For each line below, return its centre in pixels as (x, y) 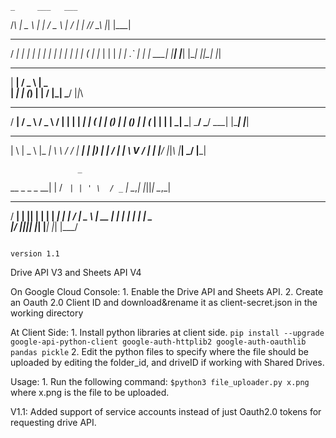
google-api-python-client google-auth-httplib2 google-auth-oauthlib (158, 342)
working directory (47, 313)
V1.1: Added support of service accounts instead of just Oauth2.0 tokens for (166, 411)
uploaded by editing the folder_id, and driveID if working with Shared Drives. (167, 362)
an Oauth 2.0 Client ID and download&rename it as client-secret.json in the (164, 302)
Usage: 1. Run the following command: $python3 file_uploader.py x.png (160, 381)
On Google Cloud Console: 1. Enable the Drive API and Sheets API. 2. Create (167, 291)
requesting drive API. (53, 422)
